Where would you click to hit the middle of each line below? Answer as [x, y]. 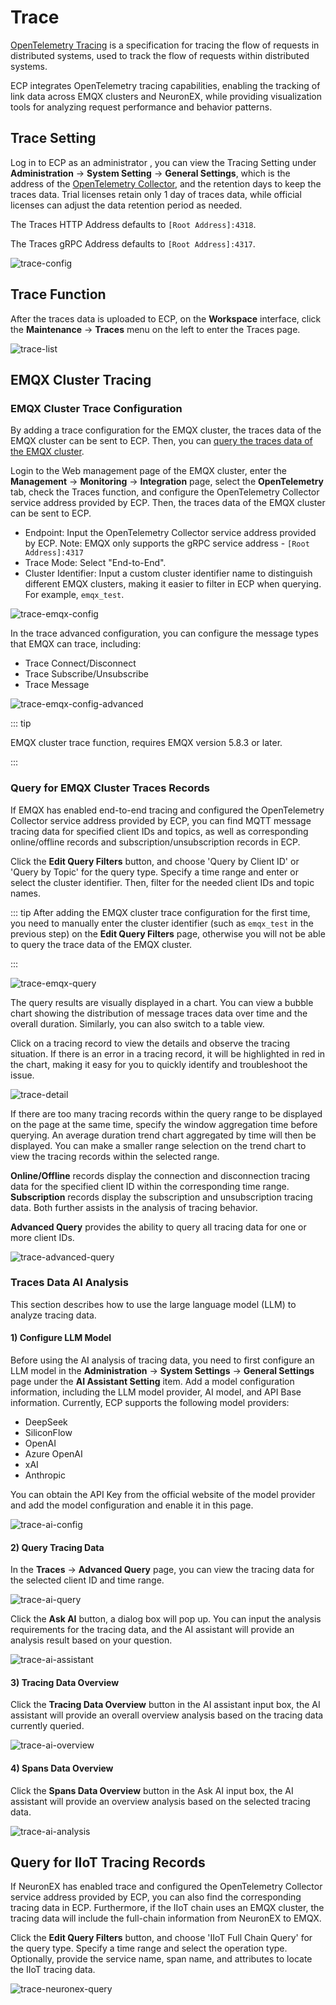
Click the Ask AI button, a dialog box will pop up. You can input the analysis [166, 1619]
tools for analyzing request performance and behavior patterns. [141, 107]
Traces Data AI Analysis [69, 1283]
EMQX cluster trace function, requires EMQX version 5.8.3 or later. [146, 743]
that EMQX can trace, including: [76, 644]
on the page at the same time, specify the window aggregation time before [164, 1124]
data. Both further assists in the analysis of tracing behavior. [134, 1207]
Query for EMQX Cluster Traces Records [110, 788]
